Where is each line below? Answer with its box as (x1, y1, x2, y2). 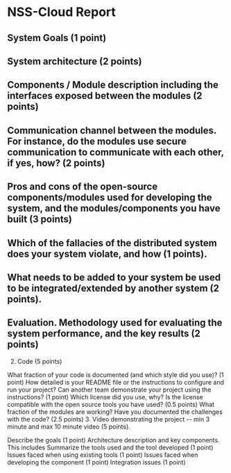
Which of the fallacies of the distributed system (7, 237, 217, 249)
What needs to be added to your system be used (7, 271, 221, 283)
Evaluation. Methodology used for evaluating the (7, 317, 223, 329)
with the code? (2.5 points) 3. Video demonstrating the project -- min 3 (7, 415, 210, 423)
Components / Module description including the (7, 79, 219, 91)
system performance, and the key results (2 (7, 328, 201, 339)
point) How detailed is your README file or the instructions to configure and (7, 378, 224, 386)
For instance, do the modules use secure (7, 135, 187, 147)
